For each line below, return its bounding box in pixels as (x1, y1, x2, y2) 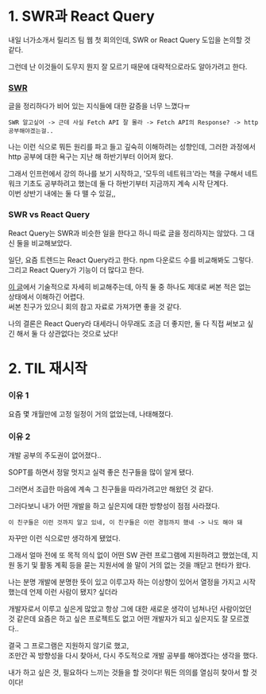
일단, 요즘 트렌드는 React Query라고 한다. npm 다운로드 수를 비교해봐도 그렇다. (8, 255, 254, 265)
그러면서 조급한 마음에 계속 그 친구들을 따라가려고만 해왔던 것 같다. (8, 484, 214, 494)
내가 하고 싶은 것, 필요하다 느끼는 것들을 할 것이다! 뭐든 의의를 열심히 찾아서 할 (8, 668, 249, 677)
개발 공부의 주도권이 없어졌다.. (8, 451, 102, 460)
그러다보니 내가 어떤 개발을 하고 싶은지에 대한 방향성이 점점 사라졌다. (8, 502, 220, 511)
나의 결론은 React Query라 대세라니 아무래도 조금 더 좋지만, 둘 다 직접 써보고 (8, 319, 246, 328)
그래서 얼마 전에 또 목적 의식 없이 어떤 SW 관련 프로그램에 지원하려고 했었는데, (8, 550, 250, 560)
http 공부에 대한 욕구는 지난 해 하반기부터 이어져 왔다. (8, 152, 174, 161)
